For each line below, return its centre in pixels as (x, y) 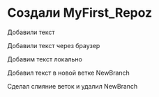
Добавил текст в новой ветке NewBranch (69, 73)
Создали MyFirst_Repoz (80, 13)
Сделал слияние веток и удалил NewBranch (73, 86)
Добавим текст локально (45, 59)
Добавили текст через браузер (54, 45)
